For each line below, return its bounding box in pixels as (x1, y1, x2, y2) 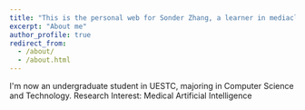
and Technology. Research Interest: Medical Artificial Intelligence (9, 90, 252, 101)
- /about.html (17, 55, 71, 65)
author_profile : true (9, 30, 92, 39)
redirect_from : (9, 38, 67, 48)
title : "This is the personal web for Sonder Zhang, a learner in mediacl (9, 13, 299, 23)
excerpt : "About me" (9, 22, 88, 31)
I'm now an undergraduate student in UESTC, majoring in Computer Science (9, 81, 294, 91)
